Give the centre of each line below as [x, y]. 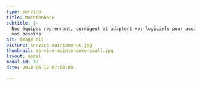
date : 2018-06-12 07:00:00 [40, 67]
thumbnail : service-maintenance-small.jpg [60, 51]
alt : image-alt [25, 40]
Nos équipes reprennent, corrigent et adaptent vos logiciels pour [98, 28]
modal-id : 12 [22, 62]
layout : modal [24, 56]
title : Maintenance [31, 17]
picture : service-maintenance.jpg [49, 45]
